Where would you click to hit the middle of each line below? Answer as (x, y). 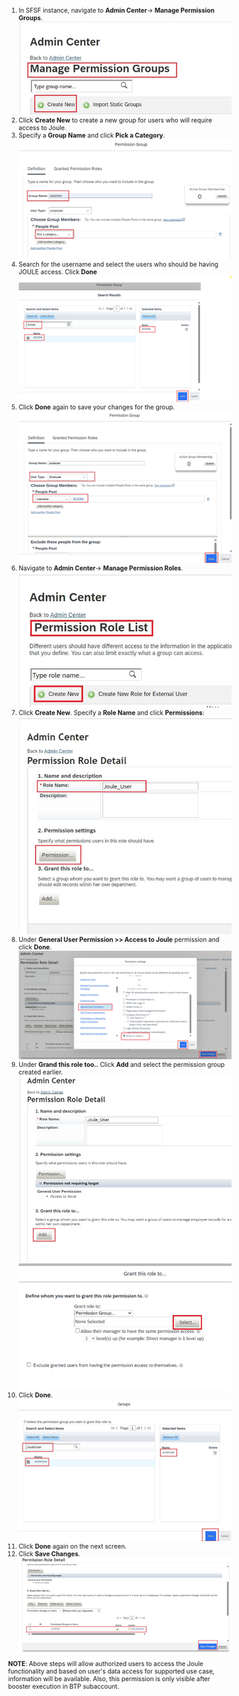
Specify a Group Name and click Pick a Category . (91, 135)
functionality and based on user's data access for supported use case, (111, 1671)
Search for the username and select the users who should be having (118, 264)
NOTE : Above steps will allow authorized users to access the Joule (106, 1664)
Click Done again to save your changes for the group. (96, 407)
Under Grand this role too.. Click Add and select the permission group (122, 1065)
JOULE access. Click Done (58, 272)
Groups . (30, 18)
